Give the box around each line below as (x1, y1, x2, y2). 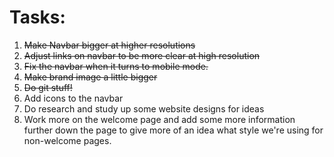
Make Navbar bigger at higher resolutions (23, 39, 196, 51)
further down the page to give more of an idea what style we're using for (23, 124, 324, 136)
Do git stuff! (23, 81, 73, 93)
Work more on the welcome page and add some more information (23, 113, 296, 125)
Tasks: (9, 6, 66, 29)
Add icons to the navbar (23, 92, 124, 104)
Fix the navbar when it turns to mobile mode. (23, 60, 209, 72)
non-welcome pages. (23, 134, 112, 146)
